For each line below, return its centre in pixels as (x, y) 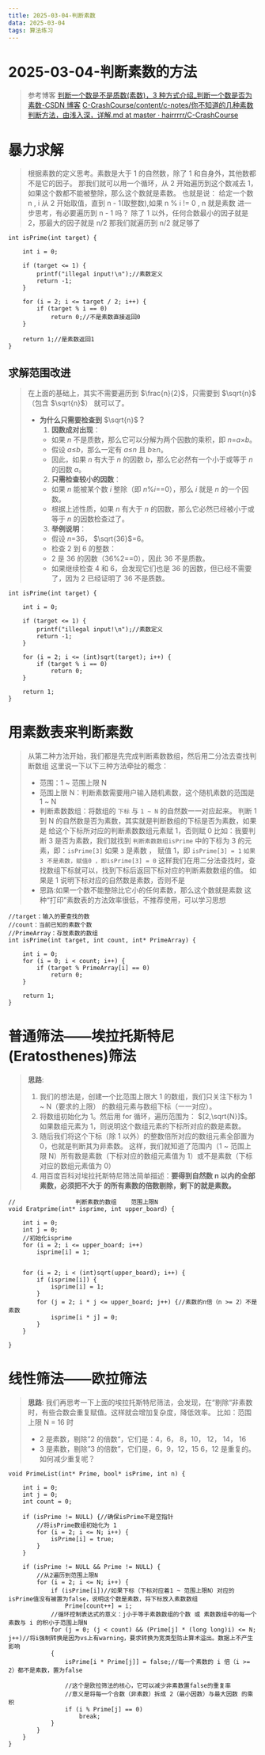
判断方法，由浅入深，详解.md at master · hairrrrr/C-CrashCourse (133, 115)
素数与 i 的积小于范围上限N (48, 1623)
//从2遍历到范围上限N (68, 1575)
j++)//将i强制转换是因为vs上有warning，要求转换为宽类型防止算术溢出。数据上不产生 (131, 1638)
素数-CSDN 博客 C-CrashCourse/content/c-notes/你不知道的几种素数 (140, 105)
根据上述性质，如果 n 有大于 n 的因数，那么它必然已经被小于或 (153, 509)
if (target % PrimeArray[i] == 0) (93, 968)
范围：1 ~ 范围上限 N (73, 782)
